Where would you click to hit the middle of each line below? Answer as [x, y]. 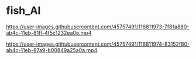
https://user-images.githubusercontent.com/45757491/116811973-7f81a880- [98, 27]
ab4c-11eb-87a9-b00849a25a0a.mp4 [52, 50]
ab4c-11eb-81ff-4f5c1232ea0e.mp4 [49, 32]
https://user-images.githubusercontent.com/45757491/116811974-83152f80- [98, 44]
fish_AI [23, 11]
